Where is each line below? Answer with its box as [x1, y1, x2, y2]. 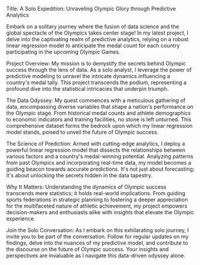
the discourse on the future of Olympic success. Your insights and [6, 246, 169, 252]
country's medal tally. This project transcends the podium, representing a [6, 79, 187, 86]
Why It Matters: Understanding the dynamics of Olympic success [6, 183, 167, 190]
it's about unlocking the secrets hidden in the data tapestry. [6, 172, 153, 178]
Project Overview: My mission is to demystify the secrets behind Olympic [6, 60, 186, 67]
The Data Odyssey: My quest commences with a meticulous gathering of [6, 97, 186, 104]
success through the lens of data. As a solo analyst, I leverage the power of [6, 66, 192, 73]
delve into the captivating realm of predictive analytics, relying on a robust [6, 36, 189, 42]
